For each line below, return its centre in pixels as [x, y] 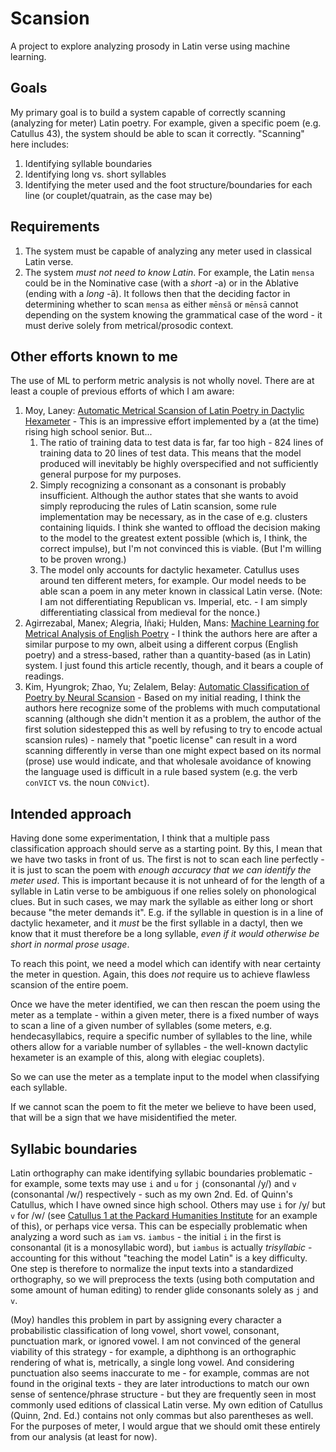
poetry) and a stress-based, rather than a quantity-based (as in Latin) [168, 655]
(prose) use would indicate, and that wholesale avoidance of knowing [168, 761]
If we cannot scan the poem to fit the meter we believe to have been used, [163, 1107]
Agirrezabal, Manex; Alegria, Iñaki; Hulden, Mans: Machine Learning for [172, 623]
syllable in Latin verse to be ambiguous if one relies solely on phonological [163, 891]
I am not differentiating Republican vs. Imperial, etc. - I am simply [173, 602]
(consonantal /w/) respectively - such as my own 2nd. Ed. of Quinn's [151, 1194]
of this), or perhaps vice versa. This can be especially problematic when [159, 1226]
